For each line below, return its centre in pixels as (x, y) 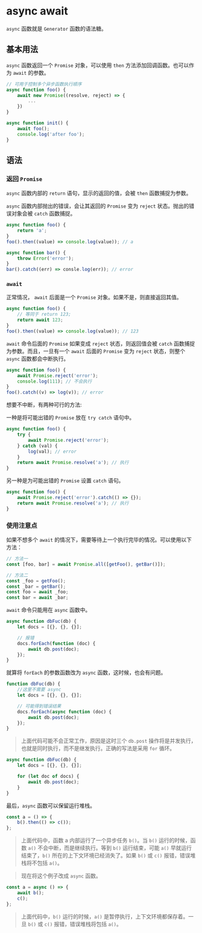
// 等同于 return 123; (44, 314)
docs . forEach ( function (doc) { (56, 643)
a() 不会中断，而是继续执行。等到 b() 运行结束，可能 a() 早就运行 (110, 848)
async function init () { (37, 123)
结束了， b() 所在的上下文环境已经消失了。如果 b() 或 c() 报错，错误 (106, 856)
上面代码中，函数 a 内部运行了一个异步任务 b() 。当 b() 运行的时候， (106, 841)
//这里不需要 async (39, 690)
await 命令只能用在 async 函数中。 (49, 610)
